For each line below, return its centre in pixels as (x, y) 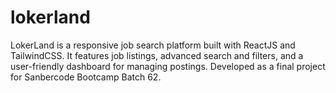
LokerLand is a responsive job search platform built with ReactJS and (153, 45)
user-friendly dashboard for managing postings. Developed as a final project (168, 66)
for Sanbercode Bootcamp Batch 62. (86, 77)
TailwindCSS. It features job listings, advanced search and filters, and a (157, 55)
